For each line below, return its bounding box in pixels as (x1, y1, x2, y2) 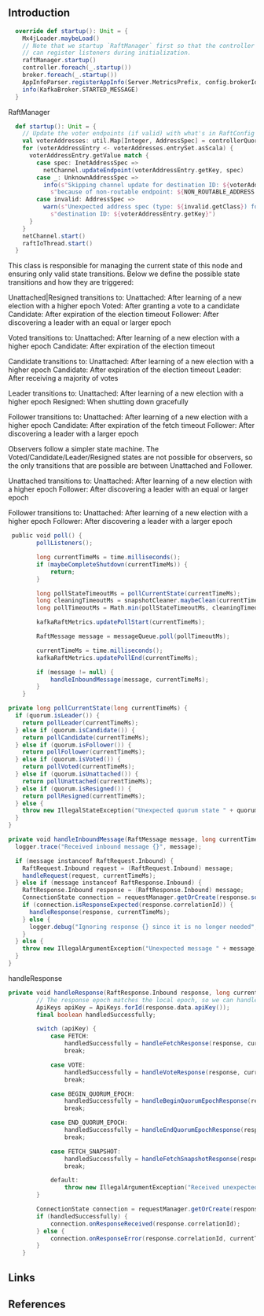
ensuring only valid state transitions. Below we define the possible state (8, 269, 240, 278)
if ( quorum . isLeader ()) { (15, 712, 101, 720)
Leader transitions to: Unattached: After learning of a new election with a (8, 389, 244, 398)
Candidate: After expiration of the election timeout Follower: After (8, 310, 219, 319)
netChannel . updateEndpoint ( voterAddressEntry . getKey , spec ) (42, 166, 244, 174)
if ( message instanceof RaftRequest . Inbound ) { (15, 857, 174, 864)
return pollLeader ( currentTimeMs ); (22, 719, 139, 727)
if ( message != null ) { (36, 668, 114, 676)
